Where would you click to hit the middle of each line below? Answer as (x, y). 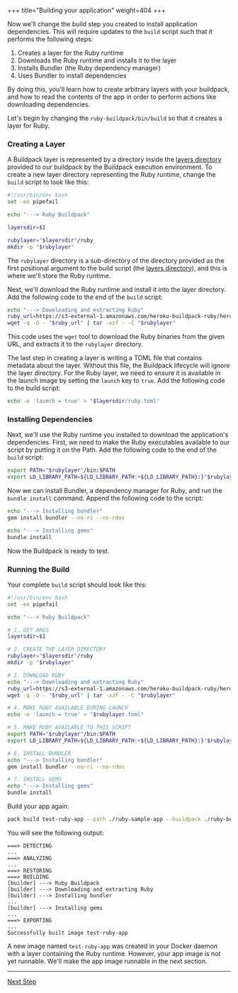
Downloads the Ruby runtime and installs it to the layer (97, 60)
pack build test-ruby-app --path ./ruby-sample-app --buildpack (104, 820)
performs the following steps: (50, 39)
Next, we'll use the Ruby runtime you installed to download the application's (118, 435)
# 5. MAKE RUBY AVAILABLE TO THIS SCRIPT (69, 727)
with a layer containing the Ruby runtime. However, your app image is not (114, 953)
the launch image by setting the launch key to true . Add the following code (116, 381)
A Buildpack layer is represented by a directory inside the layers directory (114, 160)
